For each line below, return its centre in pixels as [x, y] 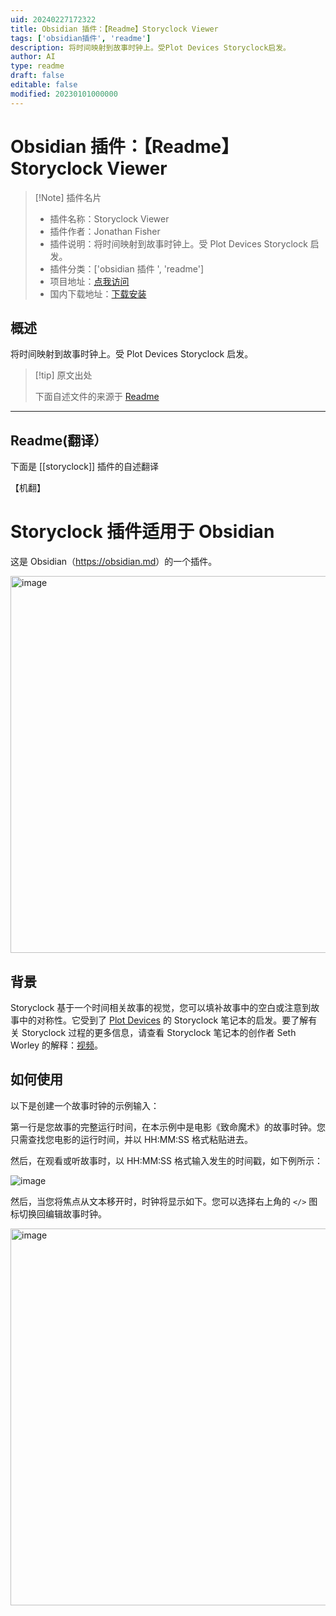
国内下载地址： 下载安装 [98, 293]
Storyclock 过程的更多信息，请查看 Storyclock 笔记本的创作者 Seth [159, 1032]
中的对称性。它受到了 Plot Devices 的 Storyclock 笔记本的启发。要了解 [163, 1020]
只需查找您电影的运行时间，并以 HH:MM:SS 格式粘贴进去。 [132, 1139]
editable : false [44, 85]
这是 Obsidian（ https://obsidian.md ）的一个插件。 [114, 562]
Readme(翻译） [59, 440]
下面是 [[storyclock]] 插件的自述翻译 [85, 467]
